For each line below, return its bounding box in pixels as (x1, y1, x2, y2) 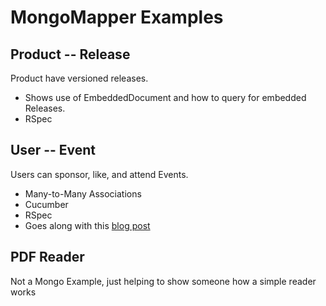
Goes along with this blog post (24, 219, 151, 231)
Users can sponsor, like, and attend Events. (10, 168, 189, 180)
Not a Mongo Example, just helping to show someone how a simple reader (10, 275, 317, 287)
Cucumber (24, 198, 69, 210)
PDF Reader (10, 249, 85, 266)
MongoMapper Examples (10, 6, 224, 29)
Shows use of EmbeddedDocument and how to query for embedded (24, 92, 307, 103)
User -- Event (10, 142, 97, 159)
